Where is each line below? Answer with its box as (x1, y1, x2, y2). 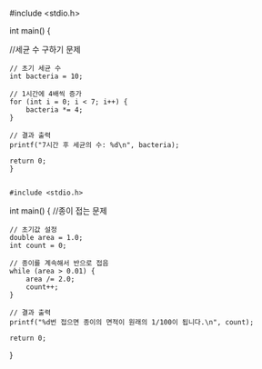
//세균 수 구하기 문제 (9, 45, 81, 55)
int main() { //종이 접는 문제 (9, 205, 107, 216)
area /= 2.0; (25, 274, 76, 284)
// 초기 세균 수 (9, 64, 62, 73)
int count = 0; (9, 241, 67, 250)
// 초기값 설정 (9, 225, 57, 234)
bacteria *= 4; (25, 105, 84, 115)
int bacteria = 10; (9, 72, 84, 81)
